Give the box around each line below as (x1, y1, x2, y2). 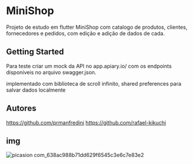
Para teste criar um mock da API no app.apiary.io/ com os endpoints (6, 62, 172, 69)
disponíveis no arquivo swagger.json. (6, 69, 97, 76)
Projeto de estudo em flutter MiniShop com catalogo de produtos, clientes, (6, 24, 188, 31)
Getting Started (6, 47, 64, 57)
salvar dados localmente (6, 86, 66, 93)
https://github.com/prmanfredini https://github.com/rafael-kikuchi (6, 119, 166, 126)
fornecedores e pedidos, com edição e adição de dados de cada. (6, 29, 165, 36)
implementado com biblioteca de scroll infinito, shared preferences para (6, 80, 182, 87)
